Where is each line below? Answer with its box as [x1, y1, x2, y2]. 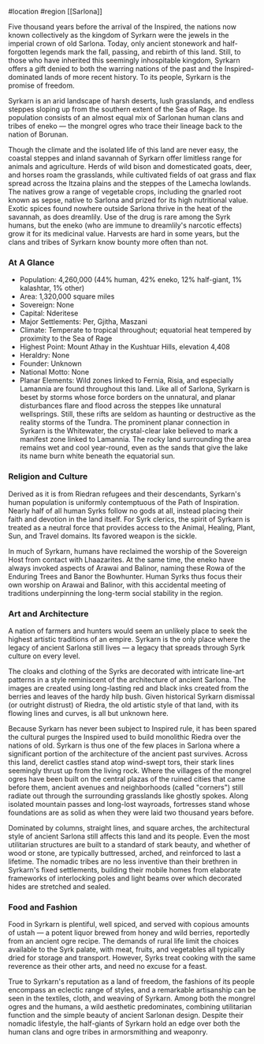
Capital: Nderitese [19, 308, 79, 318]
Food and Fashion [8, 901, 78, 912]
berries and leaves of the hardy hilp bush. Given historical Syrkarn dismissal [8, 692, 255, 701]
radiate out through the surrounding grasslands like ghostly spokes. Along [8, 790, 249, 801]
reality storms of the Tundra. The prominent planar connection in [19, 418, 230, 428]
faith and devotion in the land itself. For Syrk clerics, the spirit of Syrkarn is [8, 514, 251, 524]
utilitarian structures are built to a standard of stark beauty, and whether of [8, 839, 251, 849]
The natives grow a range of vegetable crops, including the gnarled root [8, 187, 242, 196]
